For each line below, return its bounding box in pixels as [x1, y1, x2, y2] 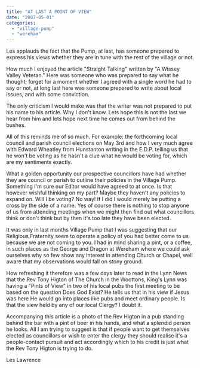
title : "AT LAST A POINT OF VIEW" [6, 8, 93, 15]
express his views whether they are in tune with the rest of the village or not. [6, 54, 195, 61]
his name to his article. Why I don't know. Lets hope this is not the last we [6, 109, 187, 116]
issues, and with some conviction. [6, 91, 90, 98]
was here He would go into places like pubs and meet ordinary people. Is [6, 295, 186, 302]
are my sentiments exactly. [6, 159, 72, 166]
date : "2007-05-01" [6, 14, 55, 20]
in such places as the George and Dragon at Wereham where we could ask [6, 245, 190, 253]
